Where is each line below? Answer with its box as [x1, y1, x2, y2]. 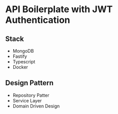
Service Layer [12, 97, 42, 103]
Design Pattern [5, 79, 54, 87]
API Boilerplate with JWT [5, 4, 113, 15]
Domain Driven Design [12, 103, 60, 109]
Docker [12, 64, 28, 70]
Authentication [5, 14, 70, 26]
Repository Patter [12, 92, 49, 98]
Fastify [12, 53, 27, 59]
